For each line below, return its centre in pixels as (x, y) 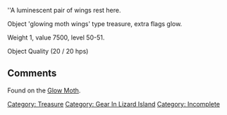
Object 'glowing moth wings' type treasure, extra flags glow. (95, 24)
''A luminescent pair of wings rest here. (64, 10)
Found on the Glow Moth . (44, 90)
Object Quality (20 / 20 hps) (48, 51)
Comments (32, 73)
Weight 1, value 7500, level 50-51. (56, 37)
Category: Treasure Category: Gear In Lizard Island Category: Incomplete (114, 104)
